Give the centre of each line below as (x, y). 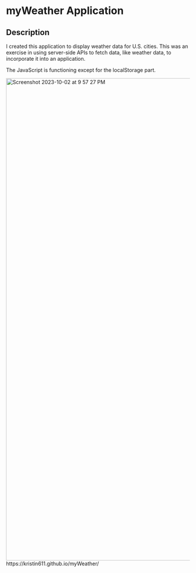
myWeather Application (65, 11)
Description (28, 32)
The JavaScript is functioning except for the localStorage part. (81, 70)
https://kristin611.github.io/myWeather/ (52, 564)
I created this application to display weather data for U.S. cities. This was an (97, 46)
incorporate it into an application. (46, 59)
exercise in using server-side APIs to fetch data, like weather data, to (89, 53)
